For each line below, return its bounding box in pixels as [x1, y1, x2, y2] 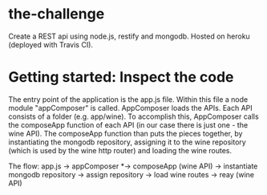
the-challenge [8, 5, 105, 23]
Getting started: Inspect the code [8, 68, 234, 87]
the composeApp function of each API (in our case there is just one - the [8, 120, 249, 129]
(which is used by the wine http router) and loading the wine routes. [8, 145, 233, 155]
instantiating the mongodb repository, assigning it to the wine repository [8, 137, 246, 147]
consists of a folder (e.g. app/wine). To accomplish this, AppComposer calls [8, 112, 259, 121]
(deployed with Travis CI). [8, 39, 94, 49]
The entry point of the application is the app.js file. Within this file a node [8, 94, 249, 104]
